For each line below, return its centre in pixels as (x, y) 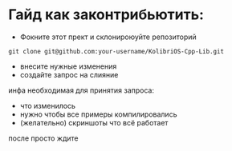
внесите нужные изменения (68, 66)
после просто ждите (43, 138)
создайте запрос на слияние (69, 74)
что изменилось (48, 105)
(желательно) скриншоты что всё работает (94, 122)
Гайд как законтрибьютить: (106, 15)
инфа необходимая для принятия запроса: (81, 90)
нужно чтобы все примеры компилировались (98, 114)
